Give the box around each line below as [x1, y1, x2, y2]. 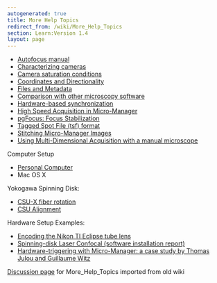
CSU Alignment [17, 205, 61, 213]
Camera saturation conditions [17, 70, 102, 79]
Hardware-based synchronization [17, 99, 114, 108]
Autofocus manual [17, 55, 70, 63]
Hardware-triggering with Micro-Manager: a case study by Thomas [17, 247, 210, 255]
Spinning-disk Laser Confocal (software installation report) [17, 239, 185, 248]
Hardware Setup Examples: [7, 218, 85, 227]
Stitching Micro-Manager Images [17, 129, 112, 138]
